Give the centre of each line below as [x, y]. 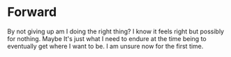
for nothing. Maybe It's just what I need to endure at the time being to [107, 38]
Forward [32, 12]
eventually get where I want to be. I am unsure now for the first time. [105, 46]
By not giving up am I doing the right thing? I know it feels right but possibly [116, 31]
